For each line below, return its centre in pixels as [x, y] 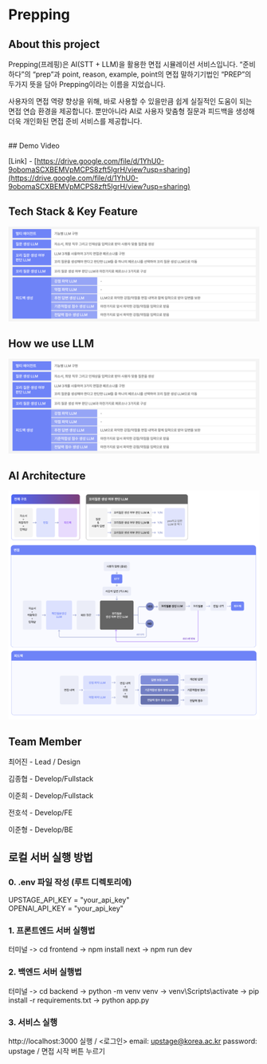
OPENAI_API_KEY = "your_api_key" [66, 908]
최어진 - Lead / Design [45, 762]
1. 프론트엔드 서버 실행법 [52, 931]
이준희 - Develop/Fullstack [51, 796]
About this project [54, 44]
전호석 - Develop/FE [41, 813]
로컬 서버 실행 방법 [51, 857]
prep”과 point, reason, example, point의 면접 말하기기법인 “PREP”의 [143, 74]
